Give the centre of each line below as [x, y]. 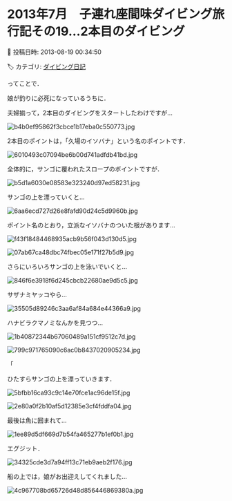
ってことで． [25, 83]
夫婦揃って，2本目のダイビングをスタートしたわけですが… [90, 113]
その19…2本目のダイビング [108, 31]
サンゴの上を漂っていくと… [46, 197]
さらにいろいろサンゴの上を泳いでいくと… [67, 266]
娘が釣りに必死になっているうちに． [58, 98]
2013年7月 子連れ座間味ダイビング [110, 14]
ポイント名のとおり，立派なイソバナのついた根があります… [91, 225]
